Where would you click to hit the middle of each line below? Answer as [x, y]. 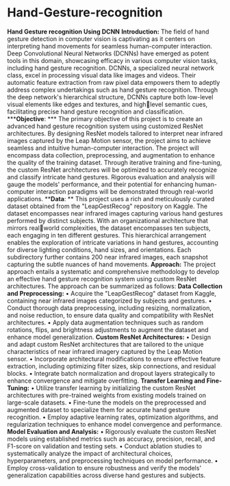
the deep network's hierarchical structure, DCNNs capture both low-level [110, 97]
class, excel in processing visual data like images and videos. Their [102, 75]
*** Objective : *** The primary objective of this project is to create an [105, 118]
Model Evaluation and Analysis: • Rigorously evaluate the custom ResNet [112, 431]
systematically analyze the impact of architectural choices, [90, 453]
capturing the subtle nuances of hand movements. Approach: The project [111, 264]
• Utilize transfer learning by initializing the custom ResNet [113, 387]
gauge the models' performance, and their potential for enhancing [100, 184]
